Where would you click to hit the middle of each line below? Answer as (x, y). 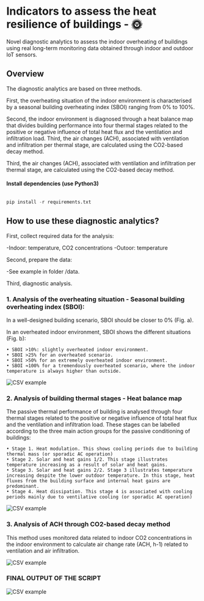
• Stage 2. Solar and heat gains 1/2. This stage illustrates (87, 460)
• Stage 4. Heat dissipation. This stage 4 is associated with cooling (99, 492)
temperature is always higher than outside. (64, 371)
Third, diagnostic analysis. (39, 283)
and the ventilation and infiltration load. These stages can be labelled (93, 425)
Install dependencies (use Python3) (53, 184)
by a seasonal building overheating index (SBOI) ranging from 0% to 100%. (101, 107)
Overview (25, 74)
